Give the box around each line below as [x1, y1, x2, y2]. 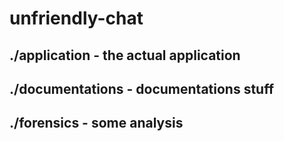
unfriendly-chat [9, 7, 144, 30]
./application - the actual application [9, 47, 241, 64]
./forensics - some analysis [9, 115, 184, 132]
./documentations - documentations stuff [9, 80, 275, 97]
